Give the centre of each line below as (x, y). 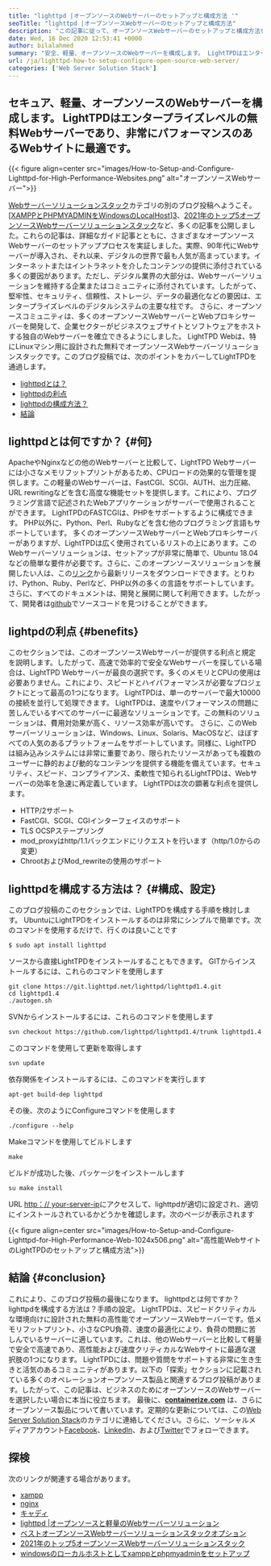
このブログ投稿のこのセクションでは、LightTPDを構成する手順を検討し (126, 910)
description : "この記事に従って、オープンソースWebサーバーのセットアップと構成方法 (134, 31)
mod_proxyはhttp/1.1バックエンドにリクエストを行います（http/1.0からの (140, 841)
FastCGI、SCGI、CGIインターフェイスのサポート (100, 821)
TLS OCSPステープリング (62, 831)
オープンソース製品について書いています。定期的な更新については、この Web (135, 1410)
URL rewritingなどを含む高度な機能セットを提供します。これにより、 (122, 493)
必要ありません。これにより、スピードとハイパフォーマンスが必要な (121, 683)
